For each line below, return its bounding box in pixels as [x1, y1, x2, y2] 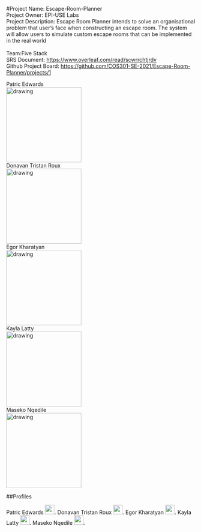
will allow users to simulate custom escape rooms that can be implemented [6, 31, 192, 38]
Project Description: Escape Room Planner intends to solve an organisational [6, 18, 196, 25]
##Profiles [6, 493, 32, 500]
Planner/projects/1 [6, 69, 51, 76]
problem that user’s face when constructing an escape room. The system [6, 24, 188, 31]
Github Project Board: [6, 62, 60, 70]
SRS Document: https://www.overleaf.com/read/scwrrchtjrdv [6, 56, 157, 63]
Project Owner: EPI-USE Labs [6, 11, 79, 19]
